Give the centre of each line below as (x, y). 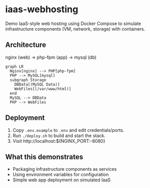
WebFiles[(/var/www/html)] (43, 89)
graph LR (14, 66)
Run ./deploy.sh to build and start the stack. (59, 136)
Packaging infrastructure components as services (65, 169)
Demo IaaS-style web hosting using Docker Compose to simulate (73, 23)
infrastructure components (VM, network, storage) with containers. (75, 29)
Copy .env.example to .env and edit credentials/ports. (68, 130)
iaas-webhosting (42, 9)
